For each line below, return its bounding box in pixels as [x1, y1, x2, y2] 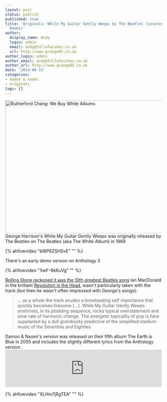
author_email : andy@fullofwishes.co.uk [5, 58, 88, 63]
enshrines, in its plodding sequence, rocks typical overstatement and [17, 308, 159, 314]
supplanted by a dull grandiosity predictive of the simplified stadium [17, 318, 157, 324]
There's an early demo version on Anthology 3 [5, 257, 100, 263]
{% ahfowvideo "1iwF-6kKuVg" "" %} [5, 267, 82, 273]
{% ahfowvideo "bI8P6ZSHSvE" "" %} [5, 248, 83, 254]
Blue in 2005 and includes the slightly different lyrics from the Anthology [5, 339, 154, 345]
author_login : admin [5, 53, 48, 59]
